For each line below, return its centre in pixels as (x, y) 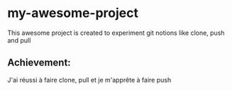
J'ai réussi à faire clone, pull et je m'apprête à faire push (89, 80)
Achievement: (39, 63)
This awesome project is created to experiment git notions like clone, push (116, 33)
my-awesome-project (73, 13)
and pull (19, 40)
